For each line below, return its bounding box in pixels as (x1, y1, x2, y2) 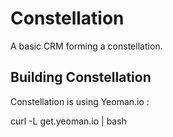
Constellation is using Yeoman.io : (10, 95, 150, 107)
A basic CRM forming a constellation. (10, 40, 163, 52)
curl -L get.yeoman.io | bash (10, 115, 127, 127)
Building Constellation (10, 69, 152, 86)
